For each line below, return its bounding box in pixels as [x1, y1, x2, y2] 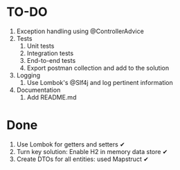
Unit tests [26, 41, 55, 50]
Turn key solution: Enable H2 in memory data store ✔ [16, 147, 168, 155]
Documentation [16, 86, 61, 94]
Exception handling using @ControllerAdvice [16, 27, 145, 35]
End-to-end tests [26, 56, 76, 64]
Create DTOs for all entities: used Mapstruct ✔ [16, 155, 150, 163]
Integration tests [26, 49, 74, 57]
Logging [16, 70, 41, 79]
